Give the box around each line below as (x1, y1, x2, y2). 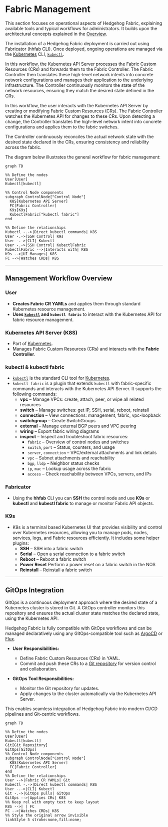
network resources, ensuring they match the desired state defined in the (5, 87, 154, 93)
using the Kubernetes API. (5, 615, 59, 621)
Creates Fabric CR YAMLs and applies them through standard (12, 300, 141, 306)
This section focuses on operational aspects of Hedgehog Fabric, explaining (5, 20, 162, 26)
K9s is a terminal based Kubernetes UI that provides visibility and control (12, 524, 162, 530)
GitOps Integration (5, 586, 64, 595)
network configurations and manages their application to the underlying (5, 77, 153, 83)
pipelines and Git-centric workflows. (5, 711, 80, 717)
